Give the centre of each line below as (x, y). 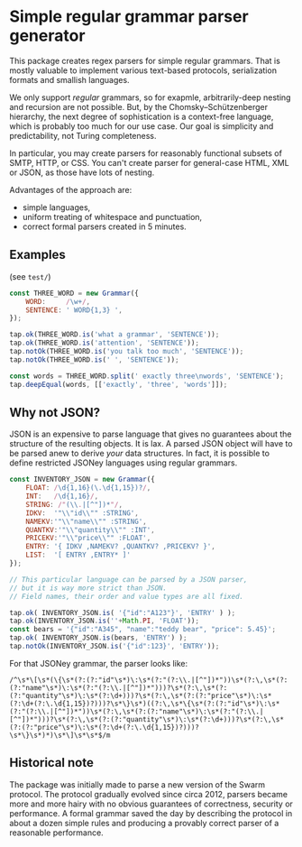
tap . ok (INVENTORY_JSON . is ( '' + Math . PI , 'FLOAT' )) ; (105, 621)
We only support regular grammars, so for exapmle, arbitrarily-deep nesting (150, 97)
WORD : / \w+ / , (58, 301)
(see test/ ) (30, 276)
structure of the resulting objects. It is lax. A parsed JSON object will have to (151, 444)
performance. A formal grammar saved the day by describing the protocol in (151, 813)
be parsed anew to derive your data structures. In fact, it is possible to (140, 454)
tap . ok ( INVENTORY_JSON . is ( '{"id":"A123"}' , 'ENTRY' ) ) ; (123, 612)
